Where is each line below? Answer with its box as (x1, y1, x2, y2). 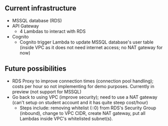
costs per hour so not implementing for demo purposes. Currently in (12, 83, 155, 89)
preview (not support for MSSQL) (12, 89, 82, 95)
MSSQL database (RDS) (12, 17, 62, 23)
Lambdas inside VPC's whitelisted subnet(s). (19, 115, 113, 121)
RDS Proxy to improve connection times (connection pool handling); (12, 78, 154, 84)
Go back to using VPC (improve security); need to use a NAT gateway (12, 94, 158, 100)
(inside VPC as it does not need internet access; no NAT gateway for (19, 44, 163, 50)
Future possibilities (5, 64, 67, 73)
